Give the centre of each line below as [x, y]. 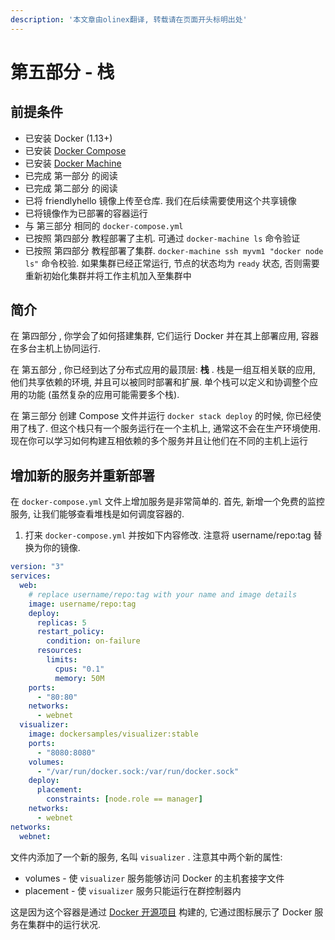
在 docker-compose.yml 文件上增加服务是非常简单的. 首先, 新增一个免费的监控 [167, 502]
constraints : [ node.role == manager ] [124, 799]
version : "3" [37, 567]
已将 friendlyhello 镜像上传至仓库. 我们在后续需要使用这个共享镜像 [160, 200]
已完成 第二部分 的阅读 [71, 188]
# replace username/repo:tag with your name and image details [163, 594]
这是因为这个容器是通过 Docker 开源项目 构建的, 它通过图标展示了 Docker [161, 912]
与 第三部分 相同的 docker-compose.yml [104, 225]
